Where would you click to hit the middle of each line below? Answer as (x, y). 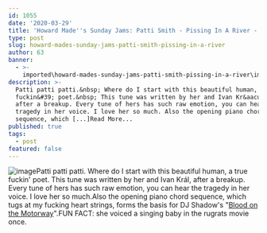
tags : (17, 134)
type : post (26, 38)
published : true (35, 126)
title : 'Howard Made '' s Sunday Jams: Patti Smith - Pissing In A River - (133, 30)
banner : (21, 60)
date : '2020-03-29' (41, 23)
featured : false (35, 149)
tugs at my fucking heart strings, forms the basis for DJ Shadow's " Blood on (133, 205)
